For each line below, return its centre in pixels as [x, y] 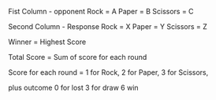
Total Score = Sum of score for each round [78, 57]
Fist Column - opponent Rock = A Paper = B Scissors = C [101, 11]
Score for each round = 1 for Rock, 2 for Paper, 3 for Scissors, [108, 72]
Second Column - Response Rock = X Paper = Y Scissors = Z [108, 26]
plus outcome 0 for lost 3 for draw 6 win [74, 87]
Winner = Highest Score [47, 42]
